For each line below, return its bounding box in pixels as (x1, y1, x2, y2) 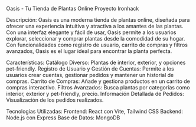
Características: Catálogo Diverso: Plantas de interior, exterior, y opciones (6, 59, 186, 66)
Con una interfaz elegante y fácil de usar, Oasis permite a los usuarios (6, 29, 177, 36)
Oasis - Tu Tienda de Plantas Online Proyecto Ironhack (6, 5, 139, 12)
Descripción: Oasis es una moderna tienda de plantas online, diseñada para (6, 16, 190, 23)
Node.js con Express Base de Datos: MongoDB (6, 114, 120, 121)
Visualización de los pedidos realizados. (6, 96, 104, 103)
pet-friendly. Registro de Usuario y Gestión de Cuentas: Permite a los (6, 65, 174, 72)
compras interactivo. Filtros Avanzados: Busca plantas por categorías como (6, 84, 190, 91)
